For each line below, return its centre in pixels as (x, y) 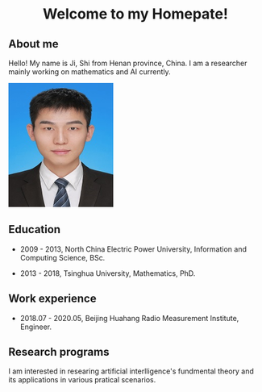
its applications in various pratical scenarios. (82, 380)
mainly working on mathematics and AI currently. (89, 72)
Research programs (59, 352)
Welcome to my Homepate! (135, 14)
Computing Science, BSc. (62, 257)
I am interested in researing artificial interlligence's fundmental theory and (131, 371)
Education (35, 229)
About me (33, 44)
